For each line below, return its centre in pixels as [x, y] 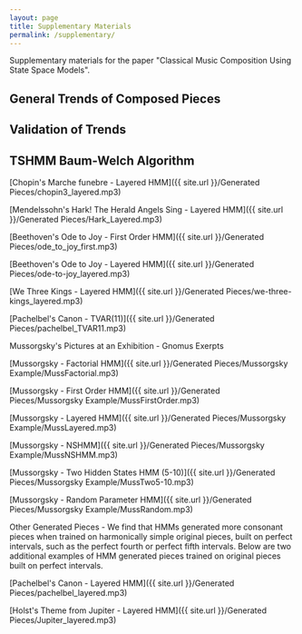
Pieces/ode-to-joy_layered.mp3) [70, 273]
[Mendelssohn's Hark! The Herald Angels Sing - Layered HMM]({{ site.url [146, 209]
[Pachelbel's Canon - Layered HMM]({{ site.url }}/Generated [122, 583]
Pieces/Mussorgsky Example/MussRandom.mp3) [101, 509]
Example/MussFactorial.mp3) [64, 372]
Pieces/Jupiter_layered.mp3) [63, 619]
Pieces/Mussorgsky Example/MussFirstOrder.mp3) [105, 400]
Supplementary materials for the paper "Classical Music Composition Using [151, 61]
